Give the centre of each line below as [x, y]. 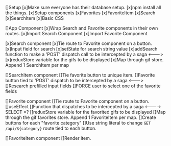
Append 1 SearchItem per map [37, 65]
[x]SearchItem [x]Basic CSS [34, 18]
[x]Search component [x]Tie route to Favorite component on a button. [79, 43]
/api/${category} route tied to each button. [51, 128]
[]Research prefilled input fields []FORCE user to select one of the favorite [83, 86]
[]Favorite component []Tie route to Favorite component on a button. [77, 101]
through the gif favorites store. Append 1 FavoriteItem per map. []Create [81, 117]
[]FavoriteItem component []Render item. [48, 138]
